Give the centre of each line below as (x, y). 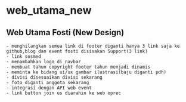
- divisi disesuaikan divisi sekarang (54, 78)
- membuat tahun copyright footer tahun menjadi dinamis (78, 67)
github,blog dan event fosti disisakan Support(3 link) (77, 51)
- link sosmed (24, 57)
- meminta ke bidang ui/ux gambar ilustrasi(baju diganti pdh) (86, 72)
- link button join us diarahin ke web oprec (63, 93)
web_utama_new (49, 10)
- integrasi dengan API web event (49, 88)
